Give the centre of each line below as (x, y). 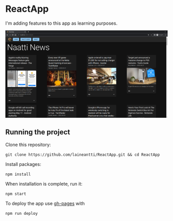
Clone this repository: (28, 144)
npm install (18, 174)
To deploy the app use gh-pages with (45, 203)
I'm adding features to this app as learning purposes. (61, 23)
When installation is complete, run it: (44, 183)
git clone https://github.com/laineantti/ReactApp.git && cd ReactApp (83, 155)
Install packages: (23, 164)
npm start (16, 194)
